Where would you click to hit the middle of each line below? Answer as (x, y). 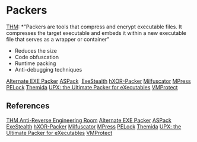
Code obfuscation (37, 57)
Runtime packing (35, 63)
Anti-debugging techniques (48, 69)
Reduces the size (36, 50)
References (28, 106)
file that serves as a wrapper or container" (58, 39)
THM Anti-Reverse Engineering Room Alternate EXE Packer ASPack (89, 120)
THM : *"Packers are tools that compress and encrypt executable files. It (94, 27)
